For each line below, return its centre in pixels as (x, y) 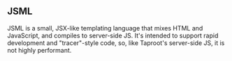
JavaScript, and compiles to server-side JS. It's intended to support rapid (113, 35)
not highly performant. (39, 50)
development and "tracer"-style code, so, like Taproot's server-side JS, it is (116, 43)
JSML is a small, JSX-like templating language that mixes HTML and (105, 28)
